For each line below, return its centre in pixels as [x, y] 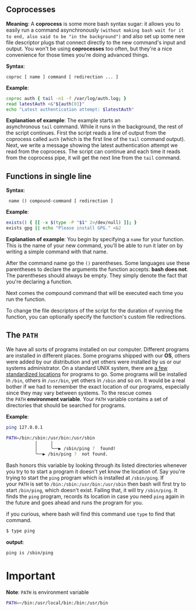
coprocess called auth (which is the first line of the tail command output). [96, 139]
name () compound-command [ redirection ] [61, 201]
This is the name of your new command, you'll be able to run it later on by [94, 246]
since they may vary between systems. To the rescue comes [79, 393]
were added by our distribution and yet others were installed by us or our [94, 362]
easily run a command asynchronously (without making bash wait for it [95, 30]
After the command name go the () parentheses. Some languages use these [98, 263]
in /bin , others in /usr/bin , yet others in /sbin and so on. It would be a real [96, 380]
